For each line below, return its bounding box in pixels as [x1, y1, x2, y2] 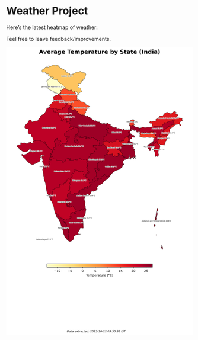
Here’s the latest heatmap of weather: [6, 24, 98, 31]
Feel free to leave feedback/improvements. [6, 35, 111, 42]
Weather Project [6, 4, 88, 18]
